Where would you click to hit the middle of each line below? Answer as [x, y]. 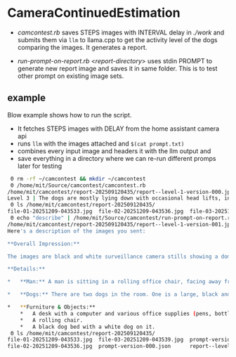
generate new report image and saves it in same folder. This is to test [117, 68]
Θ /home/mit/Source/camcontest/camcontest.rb [78, 185]
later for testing [40, 166]
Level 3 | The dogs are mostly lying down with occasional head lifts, [114, 198]
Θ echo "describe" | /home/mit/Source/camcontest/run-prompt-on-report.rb [122, 218]
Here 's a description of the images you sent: [77, 231]
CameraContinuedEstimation [94, 13]
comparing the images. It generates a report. [82, 47]
